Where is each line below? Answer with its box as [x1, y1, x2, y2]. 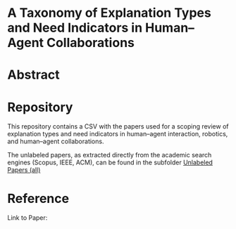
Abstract [7, 67, 60, 83]
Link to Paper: [7, 214, 48, 222]
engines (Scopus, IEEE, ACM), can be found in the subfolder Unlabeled [7, 158, 213, 166]
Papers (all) [7, 166, 41, 174]
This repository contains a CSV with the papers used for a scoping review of [7, 122, 229, 131]
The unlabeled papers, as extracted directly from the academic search [7, 151, 212, 159]
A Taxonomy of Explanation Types [7, 5, 211, 21]
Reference [7, 190, 69, 207]
